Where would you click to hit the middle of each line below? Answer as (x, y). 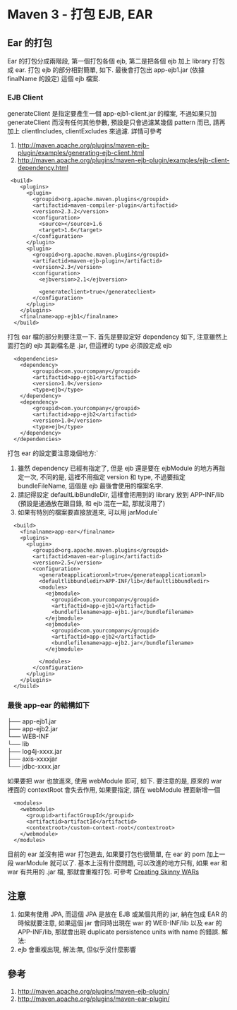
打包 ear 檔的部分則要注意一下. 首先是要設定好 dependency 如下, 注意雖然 (115, 337)
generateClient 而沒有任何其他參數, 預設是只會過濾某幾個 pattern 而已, (109, 122)
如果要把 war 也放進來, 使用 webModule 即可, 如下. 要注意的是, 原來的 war (115, 781)
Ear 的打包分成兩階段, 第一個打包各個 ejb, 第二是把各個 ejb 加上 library (109, 61)
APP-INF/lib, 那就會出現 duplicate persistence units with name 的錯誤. (119, 932)
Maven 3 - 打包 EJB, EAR (80, 14)
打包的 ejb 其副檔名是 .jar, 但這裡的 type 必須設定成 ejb (92, 346)
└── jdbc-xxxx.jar (34, 766)
